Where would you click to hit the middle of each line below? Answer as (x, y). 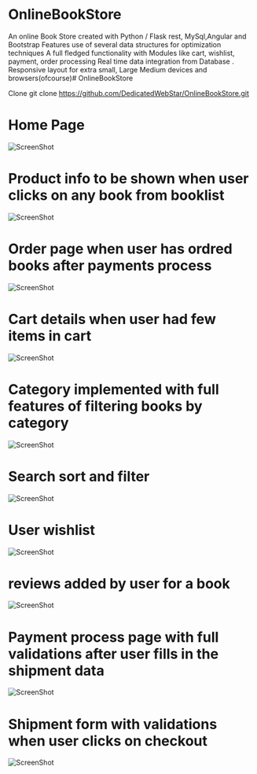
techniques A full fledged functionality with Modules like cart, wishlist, (121, 53)
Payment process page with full (114, 637)
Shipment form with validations (113, 724)
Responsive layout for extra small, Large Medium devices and (108, 69)
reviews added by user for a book (119, 583)
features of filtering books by (105, 406)
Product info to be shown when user (128, 179)
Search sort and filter (79, 476)
